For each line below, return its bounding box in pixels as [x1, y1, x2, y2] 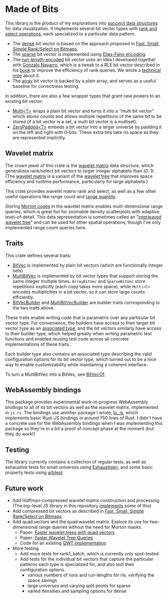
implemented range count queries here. [5, 224, 87, 230]
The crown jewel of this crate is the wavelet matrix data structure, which [5, 162, 154, 169]
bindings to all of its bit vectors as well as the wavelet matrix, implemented [5, 404, 158, 410]
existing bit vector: [5, 98, 43, 104]
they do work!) [5, 431, 35, 437]
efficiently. [12, 294, 34, 300]
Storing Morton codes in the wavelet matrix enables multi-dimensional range [5, 203, 163, 209]
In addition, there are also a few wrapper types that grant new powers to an [5, 93, 160, 99]
